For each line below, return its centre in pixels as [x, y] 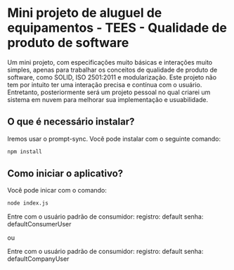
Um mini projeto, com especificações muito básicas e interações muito [110, 62]
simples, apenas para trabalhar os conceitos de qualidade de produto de [112, 70]
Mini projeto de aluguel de [85, 13]
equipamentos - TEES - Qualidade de [117, 28]
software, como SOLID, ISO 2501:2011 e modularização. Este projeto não [112, 77]
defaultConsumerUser [39, 224]
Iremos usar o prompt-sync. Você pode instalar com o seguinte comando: [114, 139]
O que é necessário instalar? [71, 122]
